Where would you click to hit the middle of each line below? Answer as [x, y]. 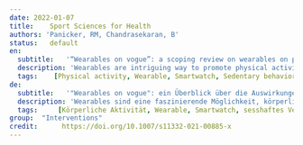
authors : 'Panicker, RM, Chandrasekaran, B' [94, 34]
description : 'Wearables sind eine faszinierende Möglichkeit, [138, 101]
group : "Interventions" [56, 118]
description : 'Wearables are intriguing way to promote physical [143, 68]
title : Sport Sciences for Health [80, 26]
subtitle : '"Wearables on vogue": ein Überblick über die [133, 93]
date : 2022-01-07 [42, 18]
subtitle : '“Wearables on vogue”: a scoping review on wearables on [153, 59]
